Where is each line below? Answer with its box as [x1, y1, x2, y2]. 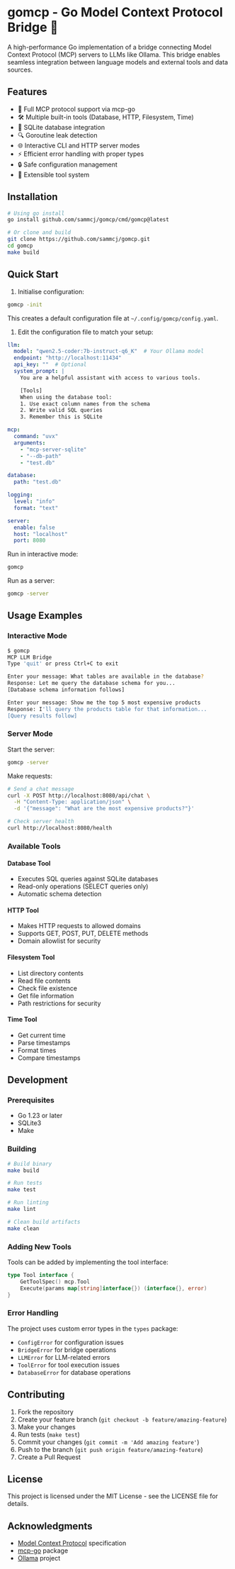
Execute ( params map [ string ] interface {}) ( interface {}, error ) [20, 1285, 207, 1292]
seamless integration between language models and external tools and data [7, 57, 229, 66]
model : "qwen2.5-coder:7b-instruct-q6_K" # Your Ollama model [13, 348, 204, 355]
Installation [7, 191, 58, 203]
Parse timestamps [17, 1038, 71, 1046]
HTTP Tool [7, 905, 39, 915]
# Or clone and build [7, 229, 71, 236]
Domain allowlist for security [17, 937, 101, 945]
